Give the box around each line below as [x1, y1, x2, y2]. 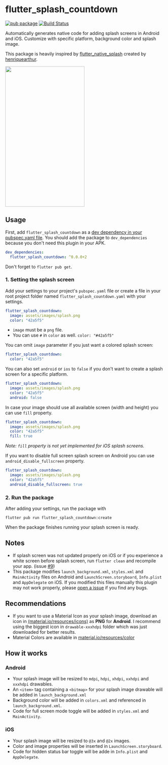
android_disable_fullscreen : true [10, 482, 82, 487]
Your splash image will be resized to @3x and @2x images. [12, 738, 131, 744]
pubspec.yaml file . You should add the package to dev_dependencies [5, 234, 148, 240]
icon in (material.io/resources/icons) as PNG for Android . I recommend [12, 618, 161, 624]
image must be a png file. [12, 327, 63, 333]
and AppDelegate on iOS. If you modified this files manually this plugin [12, 579, 158, 585]
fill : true [10, 433, 33, 439]
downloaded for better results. [12, 629, 76, 635]
